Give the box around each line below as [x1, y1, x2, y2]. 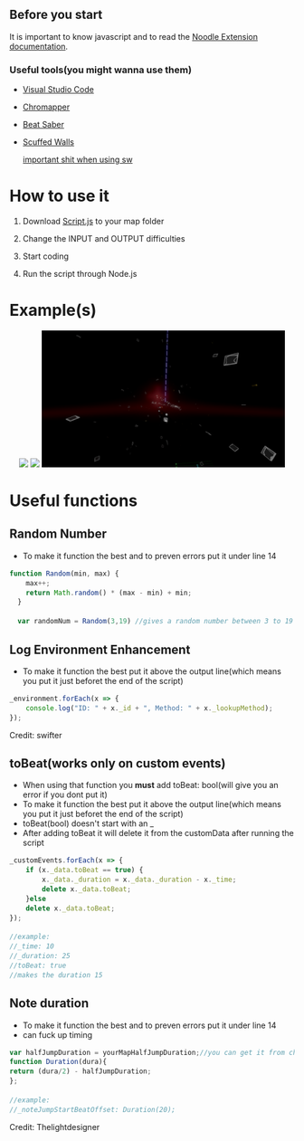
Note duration [9, 995, 89, 1012]
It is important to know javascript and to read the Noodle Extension [9, 31, 259, 42]
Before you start [9, 7, 103, 23]
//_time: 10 [9, 942, 54, 951]
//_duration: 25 [9, 952, 71, 961]
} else [25, 894, 47, 903]
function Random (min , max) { [9, 569, 119, 578]
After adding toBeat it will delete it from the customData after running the [22, 828, 294, 839]
